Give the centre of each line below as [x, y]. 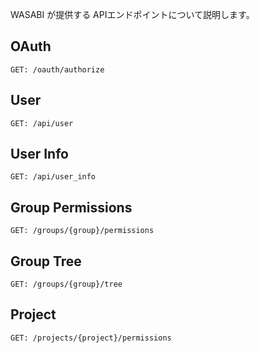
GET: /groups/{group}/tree [66, 284]
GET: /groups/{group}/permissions [82, 231]
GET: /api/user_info [53, 177]
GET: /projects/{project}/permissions [91, 338]
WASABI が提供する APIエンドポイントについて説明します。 [132, 14]
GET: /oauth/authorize [57, 69]
